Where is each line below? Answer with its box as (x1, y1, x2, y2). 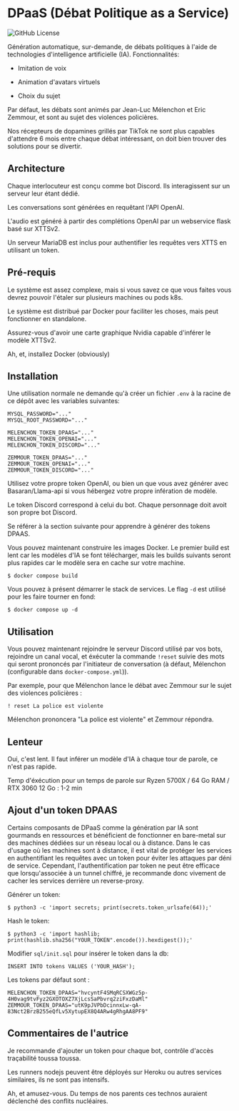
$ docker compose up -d (7, 607, 78, 614)
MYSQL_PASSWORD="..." (7, 410, 72, 418)
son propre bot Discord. (7, 508, 78, 517)
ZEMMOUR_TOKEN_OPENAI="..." (7, 460, 91, 468)
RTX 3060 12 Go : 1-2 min (7, 783, 83, 792)
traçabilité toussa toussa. (7, 1054, 81, 1062)
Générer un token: (7, 890, 61, 898)
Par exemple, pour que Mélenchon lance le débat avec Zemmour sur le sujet (7, 681, 232, 690)
